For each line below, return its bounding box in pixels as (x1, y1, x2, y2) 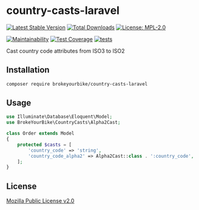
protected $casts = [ (17, 141, 72, 147)
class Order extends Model (6, 130, 75, 137)
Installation (6, 65, 50, 75)
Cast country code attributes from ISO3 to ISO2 (6, 47, 126, 55)
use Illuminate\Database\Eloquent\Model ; (6, 113, 113, 120)
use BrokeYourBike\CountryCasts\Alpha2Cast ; (6, 120, 121, 126)
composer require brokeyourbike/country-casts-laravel (6, 81, 148, 87)
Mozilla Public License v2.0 (6, 197, 75, 205)
